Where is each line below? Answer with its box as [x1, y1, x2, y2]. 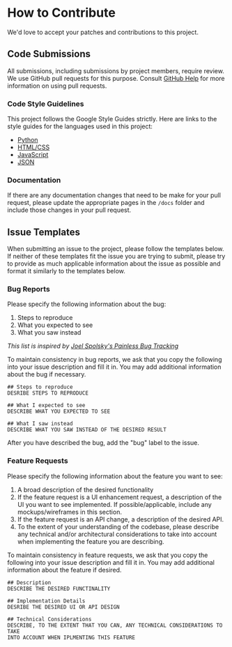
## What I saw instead [7, 420, 73, 427]
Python [17, 136, 38, 144]
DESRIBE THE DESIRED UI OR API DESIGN [7, 603, 120, 611]
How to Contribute [7, 5, 116, 21]
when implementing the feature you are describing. [17, 537, 165, 545]
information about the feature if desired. [7, 565, 122, 574]
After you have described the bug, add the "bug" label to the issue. [7, 439, 200, 447]
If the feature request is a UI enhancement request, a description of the [17, 493, 222, 501]
